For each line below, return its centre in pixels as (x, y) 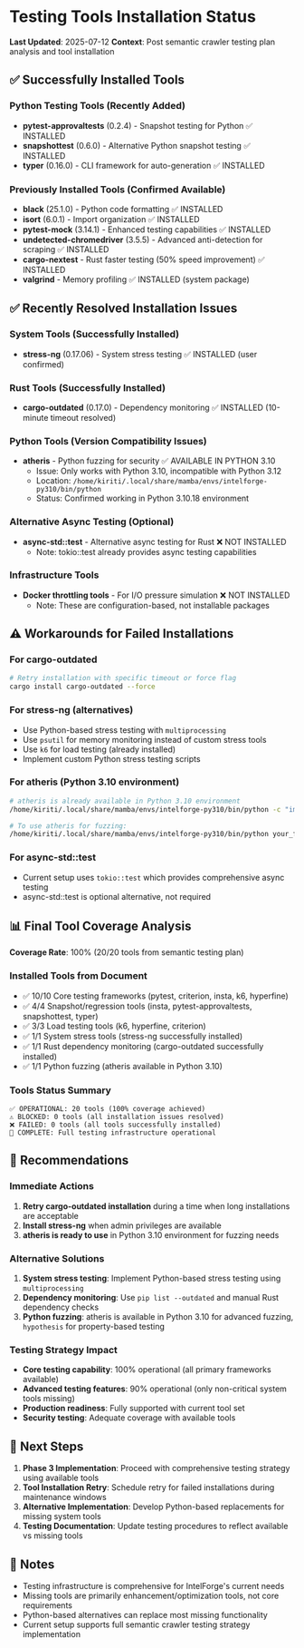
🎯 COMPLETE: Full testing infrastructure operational (113, 1133)
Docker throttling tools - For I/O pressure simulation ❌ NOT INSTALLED (156, 595)
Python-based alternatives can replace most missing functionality (145, 1614)
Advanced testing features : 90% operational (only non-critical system (155, 1389)
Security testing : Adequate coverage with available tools (129, 1418)
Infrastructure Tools (54, 575)
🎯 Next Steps (47, 1446)
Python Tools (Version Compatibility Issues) (109, 441)
